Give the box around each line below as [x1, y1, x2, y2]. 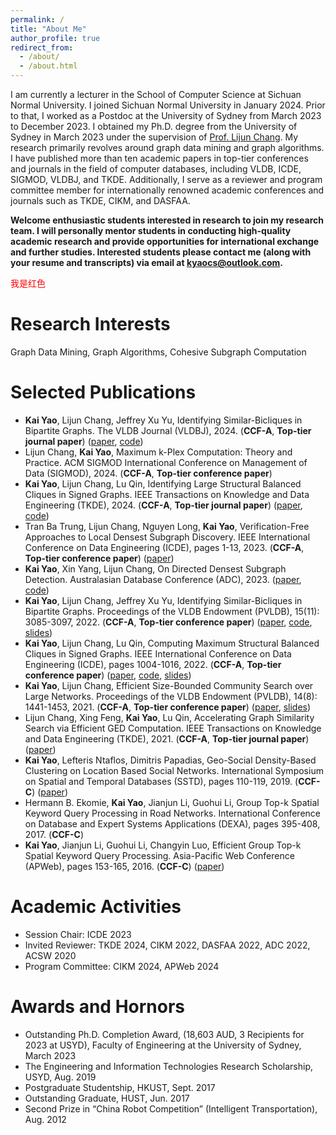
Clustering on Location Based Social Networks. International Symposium [24, 764, 324, 776]
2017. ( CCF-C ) [24, 828, 85, 840]
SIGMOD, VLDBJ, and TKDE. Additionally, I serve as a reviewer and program [10, 174, 323, 185]
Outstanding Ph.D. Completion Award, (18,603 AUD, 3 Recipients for [24, 1028, 305, 1040]
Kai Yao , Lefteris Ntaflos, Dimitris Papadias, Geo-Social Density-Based [24, 754, 317, 766]
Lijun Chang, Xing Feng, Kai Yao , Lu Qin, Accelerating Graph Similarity [24, 711, 315, 723]
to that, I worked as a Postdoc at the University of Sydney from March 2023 [10, 110, 322, 121]
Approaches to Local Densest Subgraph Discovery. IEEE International [24, 531, 311, 543]
